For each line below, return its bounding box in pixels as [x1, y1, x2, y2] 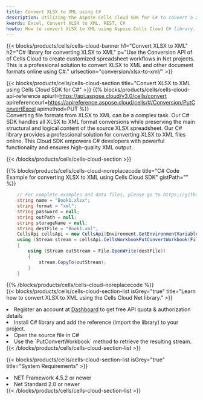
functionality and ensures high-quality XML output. [6, 144, 133, 151]
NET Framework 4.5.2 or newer [14, 374, 92, 381]
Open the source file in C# [14, 332, 80, 339]
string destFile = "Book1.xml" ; [17, 225, 98, 231]
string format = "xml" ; [17, 203, 77, 209]
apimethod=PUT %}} [37, 105, 89, 112]
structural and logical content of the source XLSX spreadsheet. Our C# [6, 124, 182, 132]
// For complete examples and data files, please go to [17, 192, 161, 198]
